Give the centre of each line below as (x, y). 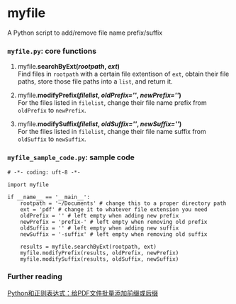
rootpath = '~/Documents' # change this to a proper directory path (123, 203)
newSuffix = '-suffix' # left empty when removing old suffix (114, 234)
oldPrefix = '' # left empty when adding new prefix (100, 215)
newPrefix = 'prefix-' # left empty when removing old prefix (114, 222)
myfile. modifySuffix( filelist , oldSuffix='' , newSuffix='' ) (100, 124)
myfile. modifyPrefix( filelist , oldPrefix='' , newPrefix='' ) (100, 95)
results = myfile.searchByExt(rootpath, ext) (89, 247)
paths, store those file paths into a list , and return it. (95, 81)
